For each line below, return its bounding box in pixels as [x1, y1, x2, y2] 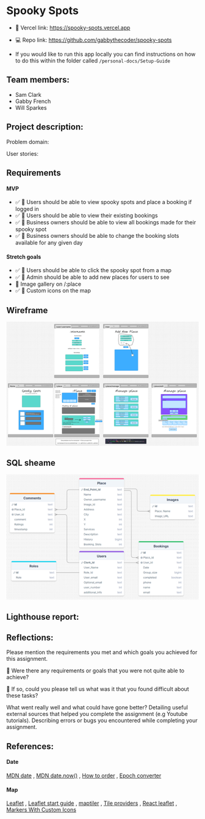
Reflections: [6, 632, 54, 642]
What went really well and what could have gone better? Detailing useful [6, 704, 188, 711]
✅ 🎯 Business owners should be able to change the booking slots [15, 232, 179, 240]
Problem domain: [6, 138, 49, 145]
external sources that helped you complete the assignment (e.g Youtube [6, 710, 188, 718]
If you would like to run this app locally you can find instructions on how [15, 50, 196, 58]
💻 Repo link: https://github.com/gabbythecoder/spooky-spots [15, 36, 172, 44]
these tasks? [6, 692, 38, 699]
